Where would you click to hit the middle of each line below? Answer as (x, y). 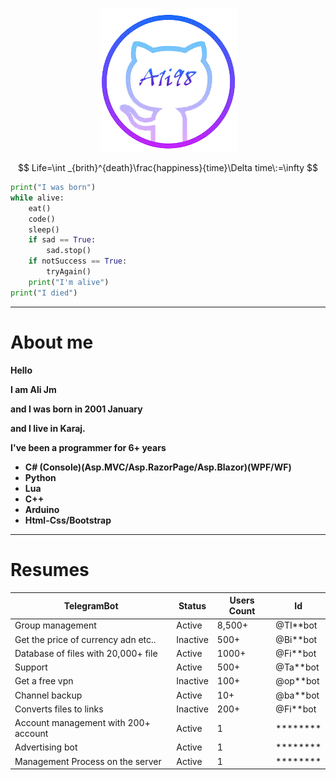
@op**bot (297, 681)
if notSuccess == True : (78, 261)
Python (40, 477)
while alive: (37, 198)
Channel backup (48, 695)
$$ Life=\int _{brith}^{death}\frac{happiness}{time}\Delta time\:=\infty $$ (168, 167)
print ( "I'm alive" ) (69, 282)
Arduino (42, 509)
